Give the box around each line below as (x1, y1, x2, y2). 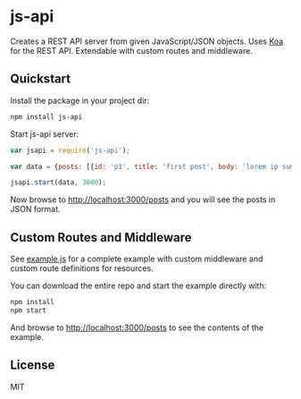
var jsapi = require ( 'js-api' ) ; (10, 146, 130, 155)
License (10, 358, 55, 373)
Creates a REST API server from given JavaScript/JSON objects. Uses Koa (10, 36, 284, 47)
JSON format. (10, 204, 61, 215)
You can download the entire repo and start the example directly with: (10, 280, 267, 292)
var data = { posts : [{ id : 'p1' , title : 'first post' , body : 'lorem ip (10, 162, 279, 171)
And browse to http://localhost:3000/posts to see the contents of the (10, 322, 264, 333)
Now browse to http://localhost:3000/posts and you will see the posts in (10, 194, 276, 205)
